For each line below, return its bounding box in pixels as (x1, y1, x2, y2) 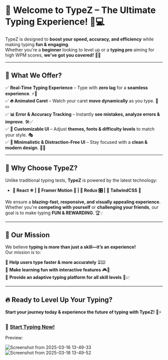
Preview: (5, 335, 23, 341)
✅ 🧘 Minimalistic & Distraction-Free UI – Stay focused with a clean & (5, 139, 148, 145)
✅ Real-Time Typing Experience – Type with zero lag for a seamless (5, 85, 148, 91)
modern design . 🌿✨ (5, 145, 46, 151)
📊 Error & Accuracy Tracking (9, 111, 71, 117)
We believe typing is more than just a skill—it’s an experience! (5, 244, 136, 250)
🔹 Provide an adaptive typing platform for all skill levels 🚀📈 (5, 274, 130, 280)
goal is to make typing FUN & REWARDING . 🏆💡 (5, 210, 103, 216)
